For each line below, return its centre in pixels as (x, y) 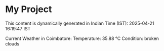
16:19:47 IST (18, 28)
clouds (12, 43)
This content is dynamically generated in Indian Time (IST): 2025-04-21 (80, 23)
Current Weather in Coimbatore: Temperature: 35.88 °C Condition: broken (82, 38)
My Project (29, 9)
